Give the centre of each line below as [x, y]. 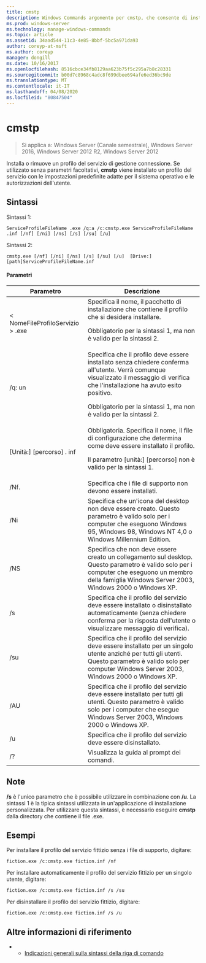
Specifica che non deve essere [132, 549]
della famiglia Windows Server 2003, [141, 580]
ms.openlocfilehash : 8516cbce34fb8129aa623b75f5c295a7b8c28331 [89, 69]
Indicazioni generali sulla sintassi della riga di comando [94, 953]
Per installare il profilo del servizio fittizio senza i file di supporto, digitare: [99, 850]
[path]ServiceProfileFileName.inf [51, 261]
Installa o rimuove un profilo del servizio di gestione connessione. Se [93, 163]
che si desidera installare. [124, 317]
